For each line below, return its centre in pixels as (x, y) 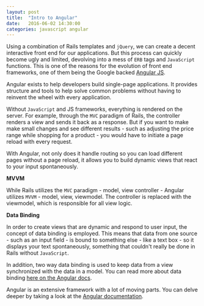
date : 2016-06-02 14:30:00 (43, 23)
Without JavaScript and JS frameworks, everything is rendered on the (95, 109)
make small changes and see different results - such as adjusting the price (100, 129)
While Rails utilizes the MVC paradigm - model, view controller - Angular (95, 190)
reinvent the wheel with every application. (59, 97)
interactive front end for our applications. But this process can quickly (94, 53)
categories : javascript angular (47, 29)
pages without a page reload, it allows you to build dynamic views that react (102, 160)
